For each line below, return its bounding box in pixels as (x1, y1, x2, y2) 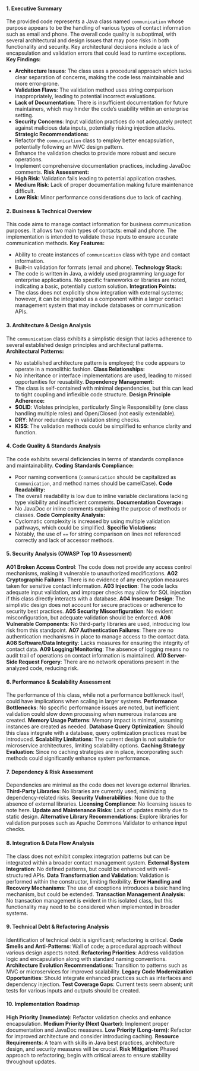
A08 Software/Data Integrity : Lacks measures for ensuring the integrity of (6, 640, 190, 647)
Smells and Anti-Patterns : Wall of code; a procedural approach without (6, 942, 182, 950)
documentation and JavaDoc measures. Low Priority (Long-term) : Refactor (6, 1026, 192, 1034)
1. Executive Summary (6, 5, 62, 12)
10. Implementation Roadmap (6, 1000, 80, 1008)
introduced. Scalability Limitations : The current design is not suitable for (6, 735, 185, 743)
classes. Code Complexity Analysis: (14, 511, 106, 518)
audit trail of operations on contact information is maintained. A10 (6, 652, 166, 659)
